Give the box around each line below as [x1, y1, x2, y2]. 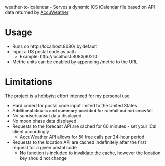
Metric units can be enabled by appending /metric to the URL [12, 59, 138, 65]
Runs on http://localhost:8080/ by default [12, 43, 97, 49]
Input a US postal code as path [12, 48, 76, 54]
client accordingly [12, 128, 49, 134]
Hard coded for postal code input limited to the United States [12, 102, 137, 108]
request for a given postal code [12, 144, 77, 150]
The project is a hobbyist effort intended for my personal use [5, 93, 130, 99]
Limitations [5, 76, 53, 88]
